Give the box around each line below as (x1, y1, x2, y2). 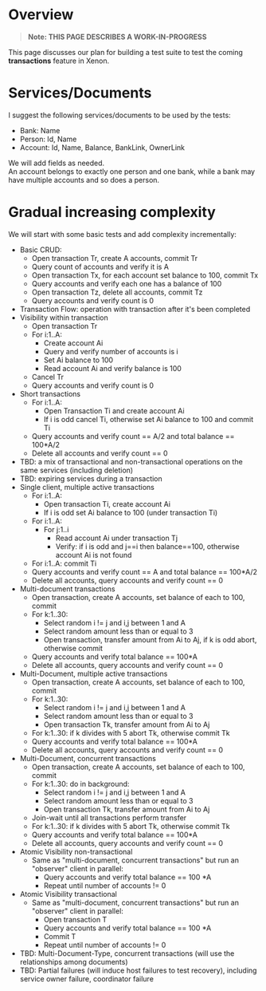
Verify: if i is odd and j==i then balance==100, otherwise (55, 541, 241, 551)
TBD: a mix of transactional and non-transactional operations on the (19, 456, 243, 466)
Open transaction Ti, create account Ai (43, 499, 171, 508)
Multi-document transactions (19, 584, 115, 594)
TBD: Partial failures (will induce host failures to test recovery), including (19, 965, 257, 975)
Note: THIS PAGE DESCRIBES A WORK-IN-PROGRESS (27, 32, 207, 41)
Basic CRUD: (19, 245, 62, 255)
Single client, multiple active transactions (19, 482, 155, 492)
